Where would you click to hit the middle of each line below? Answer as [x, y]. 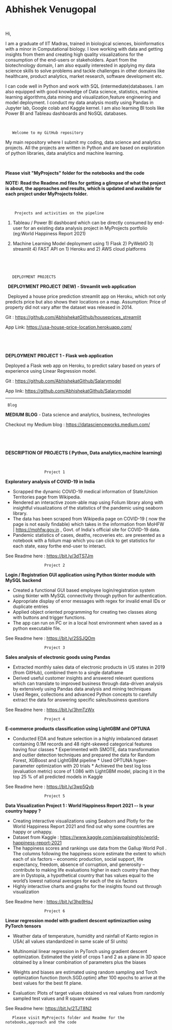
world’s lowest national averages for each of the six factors [75, 881]
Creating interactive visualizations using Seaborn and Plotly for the [83, 821]
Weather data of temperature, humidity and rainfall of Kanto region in [85, 936]
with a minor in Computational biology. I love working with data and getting [84, 49]
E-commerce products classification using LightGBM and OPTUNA [78, 729]
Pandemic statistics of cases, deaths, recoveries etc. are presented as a [89, 535]
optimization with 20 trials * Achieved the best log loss [93, 766]
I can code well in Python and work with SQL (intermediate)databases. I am [84, 86]
